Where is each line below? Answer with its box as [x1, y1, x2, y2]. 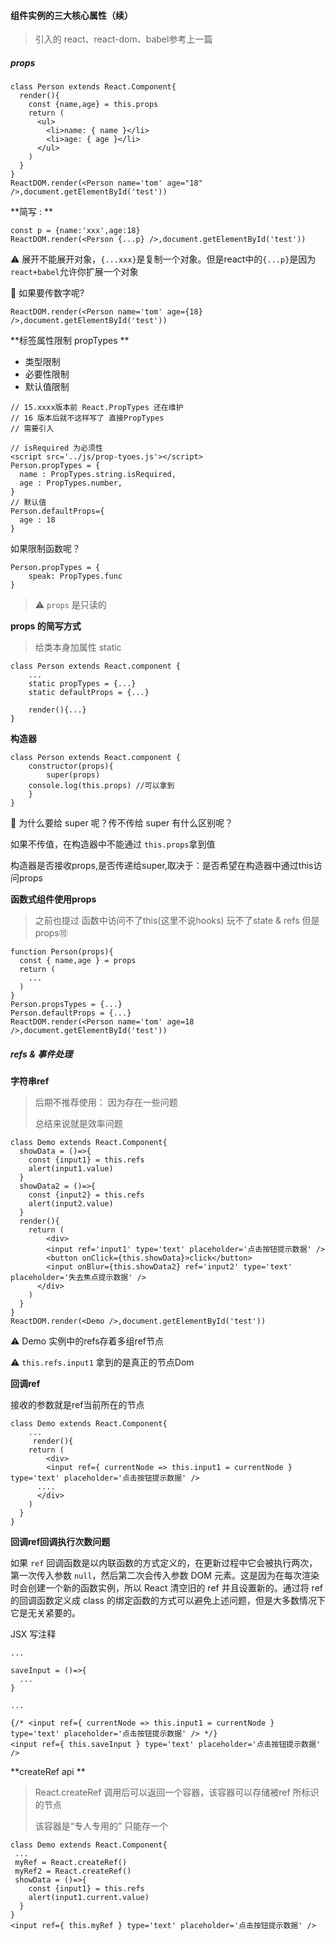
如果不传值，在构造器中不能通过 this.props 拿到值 [10, 838, 216, 850]
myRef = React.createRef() [14, 1858, 128, 1868]
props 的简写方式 [10, 620, 82, 632]
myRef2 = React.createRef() [14, 1866, 132, 1877]
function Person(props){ [10, 947, 114, 957]
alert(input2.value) [28, 1199, 114, 1209]
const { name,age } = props [19, 956, 137, 966]
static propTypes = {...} [28, 679, 137, 689]
